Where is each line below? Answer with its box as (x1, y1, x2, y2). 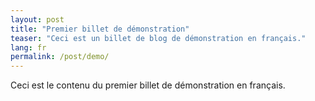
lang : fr (10, 42, 47, 53)
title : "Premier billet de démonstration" (10, 24, 190, 34)
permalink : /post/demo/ (10, 52, 110, 62)
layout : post (10, 14, 65, 25)
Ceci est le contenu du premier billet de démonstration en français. (10, 79, 286, 91)
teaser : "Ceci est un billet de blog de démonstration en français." (10, 33, 307, 43)
